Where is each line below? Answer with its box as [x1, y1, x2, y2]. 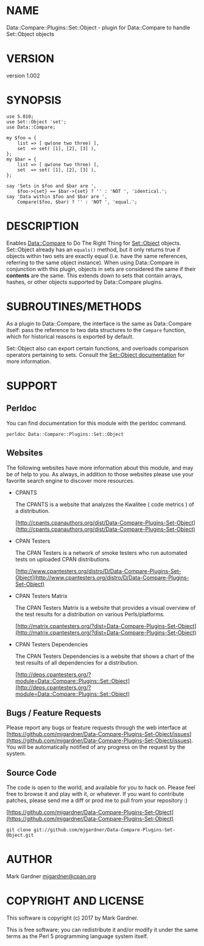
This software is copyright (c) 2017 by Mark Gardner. [6, 914, 139, 922]
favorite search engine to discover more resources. [6, 477, 135, 484]
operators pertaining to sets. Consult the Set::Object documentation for [6, 351, 185, 358]
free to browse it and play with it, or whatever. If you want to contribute [6, 790, 185, 798]
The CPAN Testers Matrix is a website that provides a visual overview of [15, 604, 196, 611]
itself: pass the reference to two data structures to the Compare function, [6, 326, 186, 333]
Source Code [6, 767, 57, 778]
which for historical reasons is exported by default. [6, 333, 134, 340]
